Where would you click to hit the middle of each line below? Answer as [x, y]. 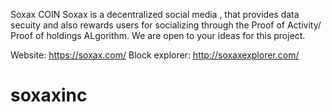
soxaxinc [49, 95]
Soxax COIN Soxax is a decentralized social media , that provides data [155, 14]
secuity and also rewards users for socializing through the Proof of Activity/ [166, 25]
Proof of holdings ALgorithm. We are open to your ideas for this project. [158, 35]
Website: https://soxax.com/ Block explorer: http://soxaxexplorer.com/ [155, 55]
